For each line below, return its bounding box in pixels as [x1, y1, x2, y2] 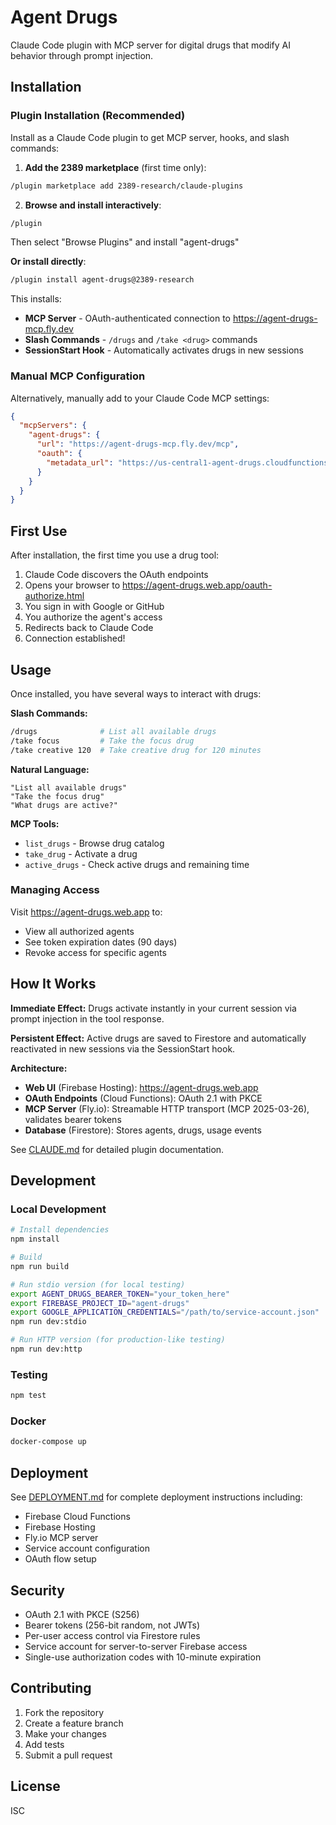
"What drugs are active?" [10, 800, 118, 810]
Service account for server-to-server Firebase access [24, 1640, 248, 1652]
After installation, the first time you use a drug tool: [10, 549, 220, 561]
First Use [10, 522, 68, 540]
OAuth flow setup [24, 1553, 97, 1565]
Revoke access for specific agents [24, 946, 167, 958]
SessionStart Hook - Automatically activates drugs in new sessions [24, 344, 304, 356]
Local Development [10, 1202, 107, 1216]
